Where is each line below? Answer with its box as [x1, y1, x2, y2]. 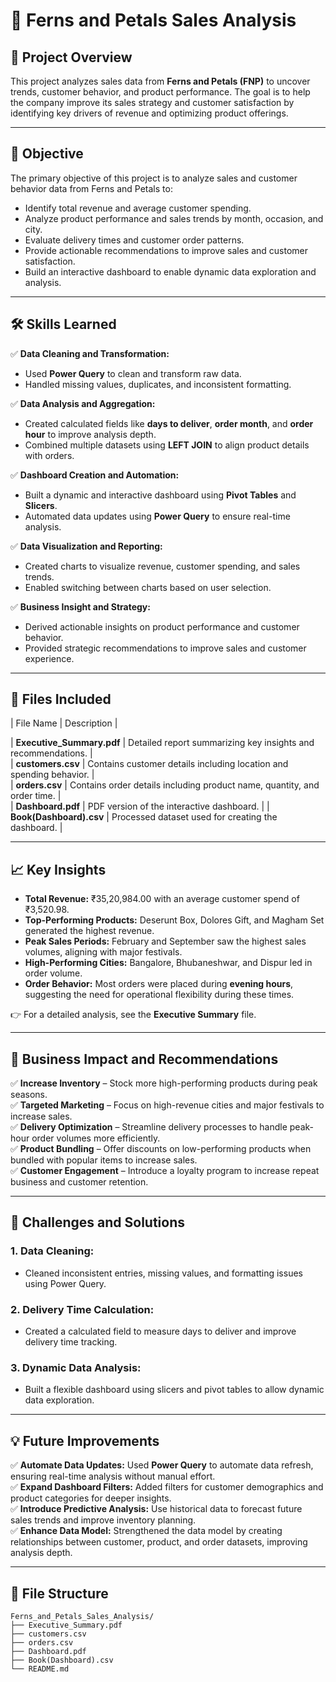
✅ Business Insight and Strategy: [10, 600, 151, 613]
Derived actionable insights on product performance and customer [24, 620, 300, 633]
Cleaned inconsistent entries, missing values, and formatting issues [24, 1267, 303, 1279]
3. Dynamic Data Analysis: [10, 1360, 142, 1374]
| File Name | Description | [10, 717, 118, 729]
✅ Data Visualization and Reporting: [10, 540, 163, 552]
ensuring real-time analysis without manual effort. [10, 1470, 216, 1483]
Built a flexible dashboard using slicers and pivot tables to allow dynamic [24, 1384, 325, 1396]
